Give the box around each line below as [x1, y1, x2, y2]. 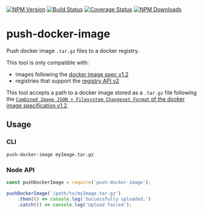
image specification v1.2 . [6, 102, 69, 109]
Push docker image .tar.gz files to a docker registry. [6, 47, 140, 54]
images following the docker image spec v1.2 [15, 71, 129, 78]
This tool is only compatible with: [6, 58, 90, 66]
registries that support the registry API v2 [15, 77, 119, 85]
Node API [6, 165, 35, 174]
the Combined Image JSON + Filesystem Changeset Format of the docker [6, 95, 185, 103]
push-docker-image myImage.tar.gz [6, 151, 94, 157]
